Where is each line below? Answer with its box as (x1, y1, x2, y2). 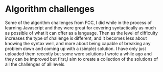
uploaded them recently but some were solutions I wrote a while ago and (5, 50, 152, 57)
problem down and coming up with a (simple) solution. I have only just (5, 46, 146, 51)
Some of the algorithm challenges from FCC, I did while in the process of (5, 20, 152, 25)
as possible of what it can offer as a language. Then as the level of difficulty (5, 30, 158, 36)
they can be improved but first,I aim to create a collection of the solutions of (5, 56, 158, 62)
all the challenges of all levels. (5, 61, 66, 67)
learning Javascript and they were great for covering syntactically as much (5, 24, 156, 30)
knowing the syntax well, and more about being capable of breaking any (5, 40, 151, 46)
